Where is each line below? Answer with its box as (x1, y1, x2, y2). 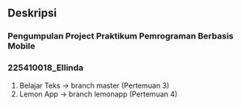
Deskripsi (7, 6, 57, 20)
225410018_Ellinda (7, 62, 84, 73)
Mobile (7, 40, 36, 51)
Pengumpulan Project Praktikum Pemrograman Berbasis (7, 31, 234, 42)
